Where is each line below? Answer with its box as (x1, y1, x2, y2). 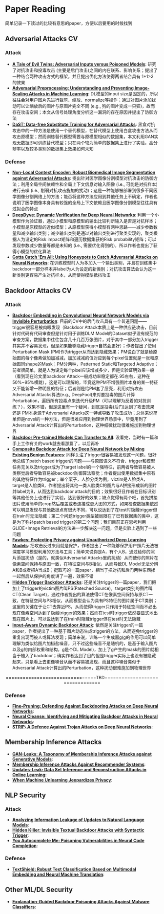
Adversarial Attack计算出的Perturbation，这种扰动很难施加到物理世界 (12, 665, 151, 670)
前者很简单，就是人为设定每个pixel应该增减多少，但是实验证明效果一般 (12, 367, 155, 373)
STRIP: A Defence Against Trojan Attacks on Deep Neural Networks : (12, 724, 153, 730)
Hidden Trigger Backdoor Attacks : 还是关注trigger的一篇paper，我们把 (12, 579, 156, 585)
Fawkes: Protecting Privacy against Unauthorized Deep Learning (12, 536, 146, 542)
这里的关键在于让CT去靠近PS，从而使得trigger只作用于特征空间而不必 (12, 603, 153, 609)
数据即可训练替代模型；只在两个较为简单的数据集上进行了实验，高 (20, 139, 154, 145)
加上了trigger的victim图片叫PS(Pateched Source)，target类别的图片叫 (12, 585, 153, 591)
